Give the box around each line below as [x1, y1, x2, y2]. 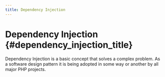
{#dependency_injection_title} [5, 39, 133, 50]
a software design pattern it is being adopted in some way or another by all [5, 61, 159, 67]
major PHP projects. [5, 66, 46, 72]
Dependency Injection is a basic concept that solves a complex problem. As [5, 56, 161, 62]
